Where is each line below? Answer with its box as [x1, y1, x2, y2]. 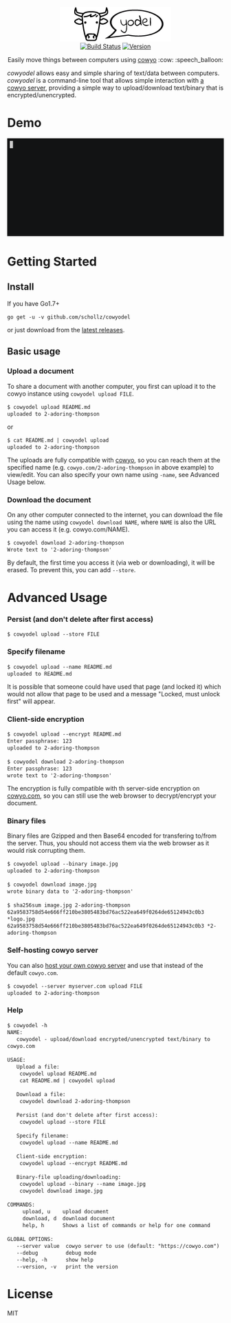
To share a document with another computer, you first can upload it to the [7, 382, 217, 390]
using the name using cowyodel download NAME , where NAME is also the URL [7, 518, 217, 526]
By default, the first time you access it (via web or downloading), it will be [7, 558, 215, 567]
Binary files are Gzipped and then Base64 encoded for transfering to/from [7, 831, 217, 840]
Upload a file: [16, 1063, 60, 1070]
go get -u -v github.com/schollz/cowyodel [7, 314, 131, 321]
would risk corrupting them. [7, 847, 86, 855]
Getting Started [7, 254, 98, 270]
